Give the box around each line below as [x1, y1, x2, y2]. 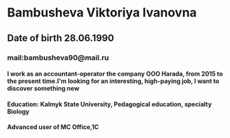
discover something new [7, 84, 80, 93]
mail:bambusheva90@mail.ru [7, 53, 109, 62]
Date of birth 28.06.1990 [7, 32, 114, 44]
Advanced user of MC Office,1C [7, 123, 99, 131]
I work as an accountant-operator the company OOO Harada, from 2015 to [7, 70, 223, 78]
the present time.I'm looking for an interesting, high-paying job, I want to [7, 77, 220, 85]
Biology [7, 107, 30, 115]
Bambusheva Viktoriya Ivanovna [7, 5, 198, 21]
